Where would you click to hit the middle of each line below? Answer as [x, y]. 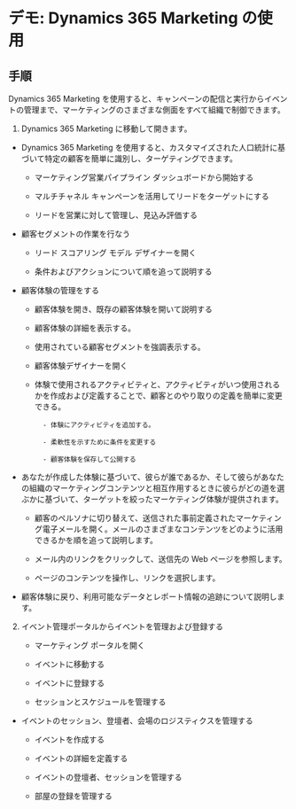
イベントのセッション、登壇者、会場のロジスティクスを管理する [137, 720]
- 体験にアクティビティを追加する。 [99, 425]
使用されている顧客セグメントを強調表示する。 [120, 347]
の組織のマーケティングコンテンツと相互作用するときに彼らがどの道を [149, 488]
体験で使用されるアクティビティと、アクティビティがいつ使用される [157, 385]
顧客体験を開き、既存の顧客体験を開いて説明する [124, 309]
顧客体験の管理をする [60, 290]
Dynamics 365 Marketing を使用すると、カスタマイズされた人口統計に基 [153, 148]
